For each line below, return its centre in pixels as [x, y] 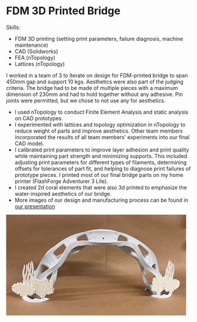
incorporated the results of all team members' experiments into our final [102, 137]
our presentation [35, 206]
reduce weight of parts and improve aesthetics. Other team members [98, 131]
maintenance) [31, 45]
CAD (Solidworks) [36, 51]
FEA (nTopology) [35, 57]
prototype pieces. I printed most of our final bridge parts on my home [99, 175]
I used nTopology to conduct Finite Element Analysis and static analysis [101, 112]
